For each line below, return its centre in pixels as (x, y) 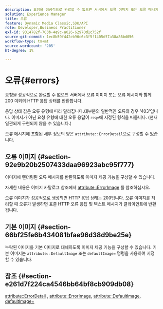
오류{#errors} (32, 80)
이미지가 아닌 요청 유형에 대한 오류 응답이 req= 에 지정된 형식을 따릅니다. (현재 (85, 117)
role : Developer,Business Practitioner (45, 28)
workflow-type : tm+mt (27, 41)
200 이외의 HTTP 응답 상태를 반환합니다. (44, 101)
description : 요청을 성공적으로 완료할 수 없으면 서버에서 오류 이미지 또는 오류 (76, 10)
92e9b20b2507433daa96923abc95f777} (70, 165)
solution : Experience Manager (36, 14)
